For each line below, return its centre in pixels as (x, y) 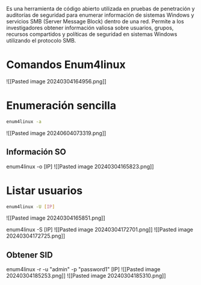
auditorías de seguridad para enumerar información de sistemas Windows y (100, 15)
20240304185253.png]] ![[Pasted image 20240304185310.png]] (86, 276)
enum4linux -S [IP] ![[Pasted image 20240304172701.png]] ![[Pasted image (100, 230)
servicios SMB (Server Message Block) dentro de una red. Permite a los (95, 21)
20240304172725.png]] (36, 236)
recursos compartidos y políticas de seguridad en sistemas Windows (92, 34)
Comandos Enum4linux (66, 65)
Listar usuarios (45, 190)
